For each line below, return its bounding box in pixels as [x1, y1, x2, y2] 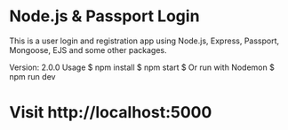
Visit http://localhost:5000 [9, 103, 212, 123]
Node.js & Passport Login [9, 6, 200, 27]
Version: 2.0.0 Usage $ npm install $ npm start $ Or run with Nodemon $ [9, 62, 276, 73]
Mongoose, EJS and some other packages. [9, 44, 167, 55]
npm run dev [9, 71, 56, 81]
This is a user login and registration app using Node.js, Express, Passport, [9, 35, 280, 46]
